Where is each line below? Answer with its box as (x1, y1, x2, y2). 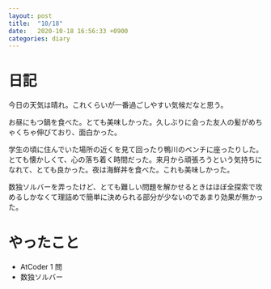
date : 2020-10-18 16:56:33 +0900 (8, 27, 129, 35)
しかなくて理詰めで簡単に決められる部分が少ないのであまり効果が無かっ (22, 192, 264, 202)
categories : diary (8, 34, 70, 43)
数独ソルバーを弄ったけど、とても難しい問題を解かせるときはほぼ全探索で (8, 182, 256, 192)
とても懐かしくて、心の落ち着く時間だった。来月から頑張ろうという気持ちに (8, 155, 263, 164)
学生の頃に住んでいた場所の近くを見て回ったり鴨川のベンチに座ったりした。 (8, 145, 264, 155)
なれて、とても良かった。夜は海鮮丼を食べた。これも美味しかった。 (8, 165, 235, 175)
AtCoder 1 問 (19, 262, 62, 272)
